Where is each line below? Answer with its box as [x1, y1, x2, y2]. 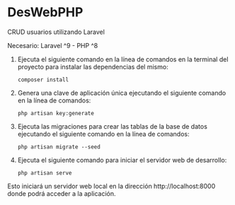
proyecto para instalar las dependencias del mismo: [17, 62, 168, 71]
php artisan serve [17, 169, 72, 177]
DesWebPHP [7, 4, 84, 20]
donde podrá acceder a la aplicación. [7, 189, 116, 198]
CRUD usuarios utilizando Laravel [7, 28, 105, 36]
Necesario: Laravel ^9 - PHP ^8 [7, 41, 98, 49]
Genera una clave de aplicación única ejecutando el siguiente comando [17, 88, 227, 97]
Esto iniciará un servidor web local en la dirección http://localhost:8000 [7, 182, 216, 190]
